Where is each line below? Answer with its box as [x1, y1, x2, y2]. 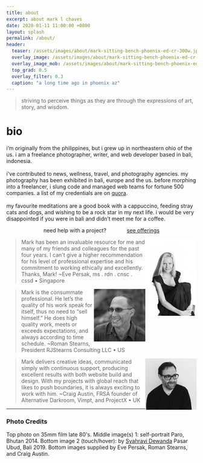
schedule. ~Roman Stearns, [21, 340, 91, 347]
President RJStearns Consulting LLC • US [21, 346, 125, 354]
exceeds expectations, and [21, 327, 89, 334]
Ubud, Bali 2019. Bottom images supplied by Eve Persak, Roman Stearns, [6, 444, 188, 451]
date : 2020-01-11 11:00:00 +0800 [6, 22, 91, 28]
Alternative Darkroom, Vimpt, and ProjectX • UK [21, 397, 141, 404]
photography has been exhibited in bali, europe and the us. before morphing [6, 177, 196, 184]
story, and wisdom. [21, 103, 69, 111]
